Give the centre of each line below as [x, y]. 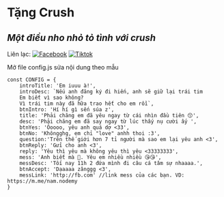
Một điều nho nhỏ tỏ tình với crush [81, 38]
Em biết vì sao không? [52, 97]
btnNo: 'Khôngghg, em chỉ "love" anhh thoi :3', [90, 134]
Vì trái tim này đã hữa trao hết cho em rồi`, [87, 104]
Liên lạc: [19, 54]
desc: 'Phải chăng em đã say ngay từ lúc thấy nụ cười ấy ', [108, 121]
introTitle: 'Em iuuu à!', [58, 86]
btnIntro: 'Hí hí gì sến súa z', [67, 110]
